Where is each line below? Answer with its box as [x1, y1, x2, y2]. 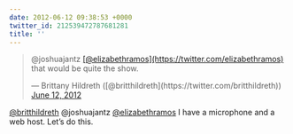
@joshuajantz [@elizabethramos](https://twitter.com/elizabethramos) [30, 54, 284, 65]
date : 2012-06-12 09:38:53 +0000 [9, 12, 133, 22]
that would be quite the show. [30, 63, 139, 74]
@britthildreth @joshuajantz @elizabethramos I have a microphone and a [9, 107, 275, 118]
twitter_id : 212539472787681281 [9, 21, 128, 30]
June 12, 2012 [30, 90, 82, 100]
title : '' [9, 29, 46, 38]
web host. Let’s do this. [9, 116, 94, 127]
